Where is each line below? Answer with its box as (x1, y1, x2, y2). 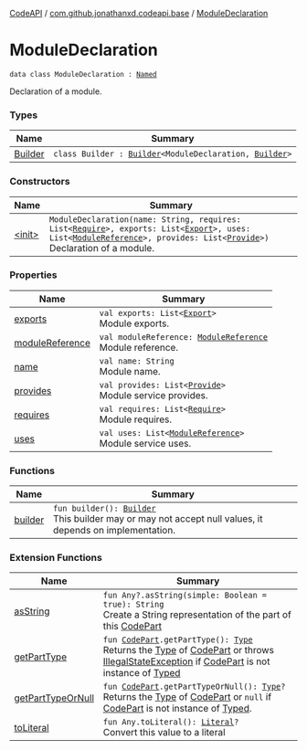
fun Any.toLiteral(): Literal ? (102, 717, 239, 727)
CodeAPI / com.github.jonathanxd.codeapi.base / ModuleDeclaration (9, 8, 269, 18)
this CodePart (102, 620, 163, 633)
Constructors (9, 175, 70, 188)
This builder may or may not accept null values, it (53, 512, 263, 525)
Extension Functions (9, 552, 102, 565)
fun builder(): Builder (53, 503, 157, 514)
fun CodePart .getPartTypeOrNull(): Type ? (102, 681, 286, 692)
